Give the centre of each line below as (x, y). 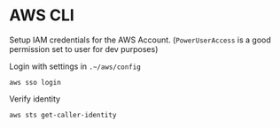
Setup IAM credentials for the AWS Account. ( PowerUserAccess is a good (140, 40)
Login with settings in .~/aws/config (75, 66)
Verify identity (35, 99)
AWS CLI (42, 15)
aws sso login (35, 82)
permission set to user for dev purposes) (84, 49)
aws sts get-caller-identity (63, 115)
